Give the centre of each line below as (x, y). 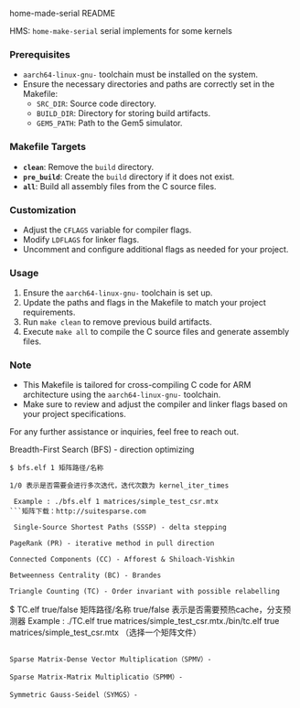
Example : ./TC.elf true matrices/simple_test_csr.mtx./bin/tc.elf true (153, 621)
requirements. (49, 312)
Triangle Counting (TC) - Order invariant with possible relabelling (145, 592)
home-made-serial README (63, 13)
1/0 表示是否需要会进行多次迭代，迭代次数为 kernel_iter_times (119, 486)
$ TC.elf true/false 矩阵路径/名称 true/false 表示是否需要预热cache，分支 (146, 610)
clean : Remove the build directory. (88, 166)
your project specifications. (74, 414)
